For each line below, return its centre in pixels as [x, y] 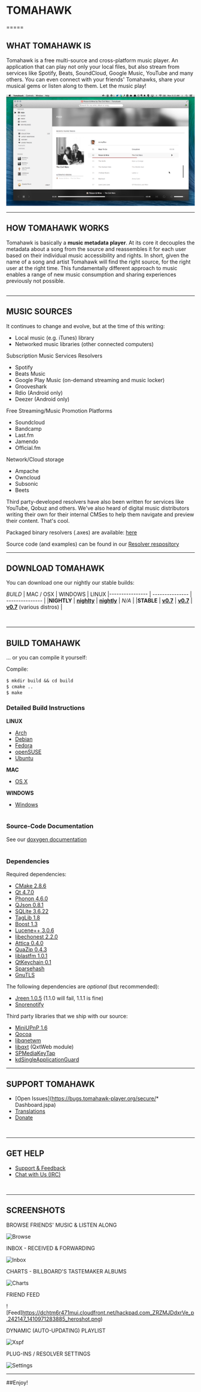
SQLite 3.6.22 [32, 912]
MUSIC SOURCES [39, 312]
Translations [30, 1111]
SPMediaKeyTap [35, 1053]
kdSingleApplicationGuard [47, 1060]
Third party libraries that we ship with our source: [67, 1016]
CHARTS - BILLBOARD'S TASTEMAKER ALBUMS [66, 1271]
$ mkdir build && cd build [40, 681]
